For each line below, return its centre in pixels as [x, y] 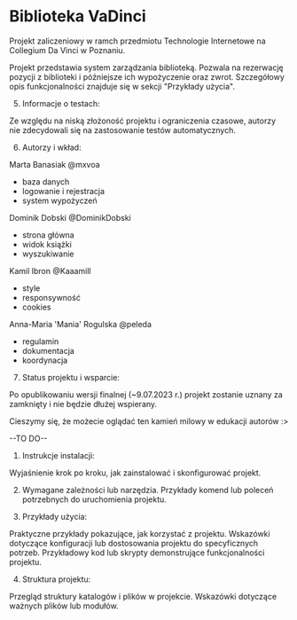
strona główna [48, 235]
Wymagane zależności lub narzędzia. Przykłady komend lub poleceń [148, 490]
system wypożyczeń [59, 200]
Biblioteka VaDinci [78, 16]
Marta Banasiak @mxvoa [55, 164]
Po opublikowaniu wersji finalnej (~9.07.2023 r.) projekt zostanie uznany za [146, 394]
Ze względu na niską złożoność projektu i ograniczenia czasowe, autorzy [143, 121]
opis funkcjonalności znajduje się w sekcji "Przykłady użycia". [122, 86]
